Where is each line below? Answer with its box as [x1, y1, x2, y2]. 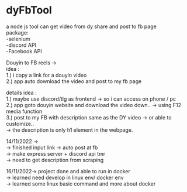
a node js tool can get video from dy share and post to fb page [6, 23, 157, 30]
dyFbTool [6, 4, 53, 17]
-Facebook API [6, 47, 42, 54]
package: [6, 29, 29, 36]
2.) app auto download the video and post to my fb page [6, 77, 142, 85]
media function [6, 108, 43, 115]
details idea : [6, 89, 37, 96]
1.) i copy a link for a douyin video [6, 71, 87, 78]
